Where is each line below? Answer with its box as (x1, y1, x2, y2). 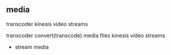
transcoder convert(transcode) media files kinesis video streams (6, 32, 166, 39)
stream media (14, 43, 49, 50)
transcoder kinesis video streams (6, 20, 88, 27)
